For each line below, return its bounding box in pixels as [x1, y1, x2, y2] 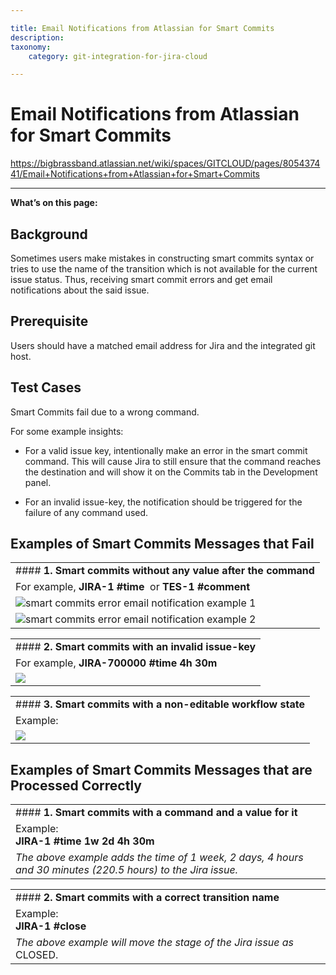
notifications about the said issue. [10, 284, 150, 296]
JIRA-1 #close [15, 919, 87, 933]
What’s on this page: [10, 197, 98, 209]
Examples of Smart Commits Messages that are [10, 761, 313, 778]
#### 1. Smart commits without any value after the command [15, 564, 315, 578]
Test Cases [10, 379, 82, 396]
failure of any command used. [24, 506, 149, 518]
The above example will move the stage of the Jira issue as [15, 936, 295, 950]
